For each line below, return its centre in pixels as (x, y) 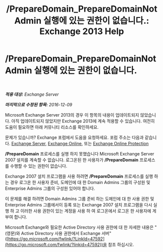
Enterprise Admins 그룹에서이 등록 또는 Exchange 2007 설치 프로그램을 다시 (79, 204)
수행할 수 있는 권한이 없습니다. (39, 166)
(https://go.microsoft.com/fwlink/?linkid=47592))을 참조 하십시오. (70, 244)
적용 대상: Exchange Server (32, 94)
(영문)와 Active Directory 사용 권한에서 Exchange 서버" (58, 233)
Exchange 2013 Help (82, 31)
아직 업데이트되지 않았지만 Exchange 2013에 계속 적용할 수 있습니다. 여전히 (83, 121)
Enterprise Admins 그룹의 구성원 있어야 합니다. (50, 188)
